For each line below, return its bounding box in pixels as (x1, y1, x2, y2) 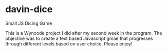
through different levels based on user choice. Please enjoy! (5, 40, 133, 46)
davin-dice (5, 4, 53, 15)
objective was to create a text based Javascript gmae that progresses (5, 35, 153, 41)
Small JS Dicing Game (5, 20, 52, 26)
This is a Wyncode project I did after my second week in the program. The (5, 30, 162, 36)
